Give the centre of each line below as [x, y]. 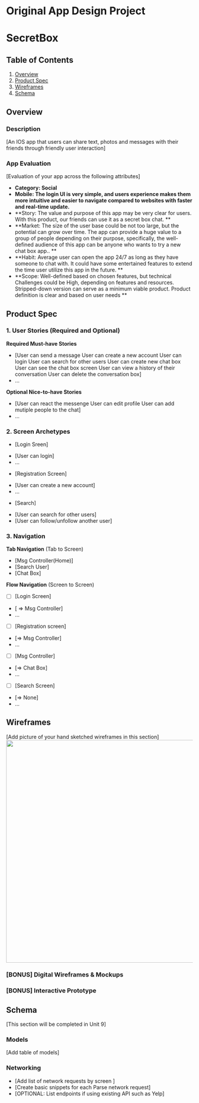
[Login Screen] [33, 596]
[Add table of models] [33, 1053]
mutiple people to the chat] [48, 410]
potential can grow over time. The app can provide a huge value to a [98, 232]
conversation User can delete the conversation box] [78, 374]
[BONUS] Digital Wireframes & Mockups [65, 975]
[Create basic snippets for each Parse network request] [83, 1087]
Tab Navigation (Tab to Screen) [45, 549]
